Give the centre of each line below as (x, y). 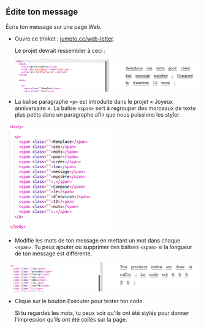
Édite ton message (42, 12)
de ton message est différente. (53, 254)
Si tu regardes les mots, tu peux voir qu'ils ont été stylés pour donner (102, 313)
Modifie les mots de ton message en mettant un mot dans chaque (97, 240)
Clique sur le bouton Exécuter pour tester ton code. (79, 301)
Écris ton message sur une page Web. (54, 26)
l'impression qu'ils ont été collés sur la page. (71, 319)
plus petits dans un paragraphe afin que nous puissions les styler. (98, 114)
